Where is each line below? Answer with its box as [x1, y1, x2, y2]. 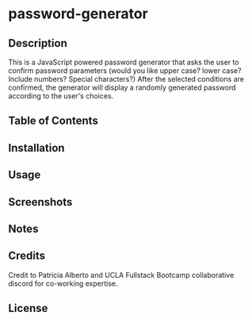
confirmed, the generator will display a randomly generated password [8, 83, 236, 92]
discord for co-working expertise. [8, 279, 118, 288]
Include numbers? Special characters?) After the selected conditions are [8, 75, 244, 83]
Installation [8, 141, 65, 155]
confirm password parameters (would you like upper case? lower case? [8, 66, 242, 75]
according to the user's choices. [8, 91, 114, 100]
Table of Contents [8, 114, 99, 128]
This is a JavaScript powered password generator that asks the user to [8, 57, 239, 67]
